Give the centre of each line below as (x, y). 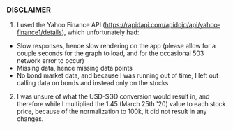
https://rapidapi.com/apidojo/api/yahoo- (163, 25)
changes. (30, 119)
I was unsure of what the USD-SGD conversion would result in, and (113, 96)
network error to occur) (50, 61)
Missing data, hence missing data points (75, 68)
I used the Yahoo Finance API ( (61, 25)
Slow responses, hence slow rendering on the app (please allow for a (116, 46)
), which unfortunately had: (100, 32)
